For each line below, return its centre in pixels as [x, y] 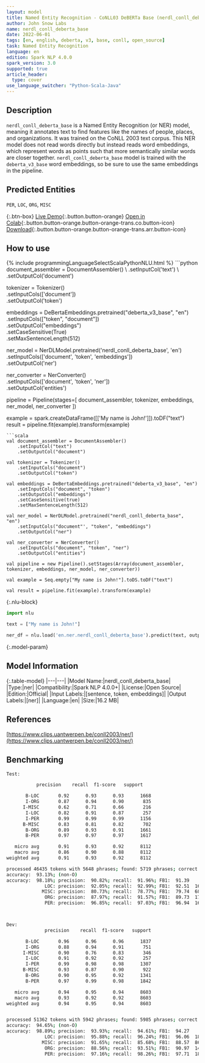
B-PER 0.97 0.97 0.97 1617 [88, 836]
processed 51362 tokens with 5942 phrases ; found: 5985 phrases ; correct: [103, 1020]
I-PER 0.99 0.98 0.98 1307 [88, 964]
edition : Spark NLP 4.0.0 [39, 57]
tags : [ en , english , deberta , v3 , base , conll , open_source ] [86, 40]
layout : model [24, 12]
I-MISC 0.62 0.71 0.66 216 [87, 807]
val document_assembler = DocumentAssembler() [67, 441]
